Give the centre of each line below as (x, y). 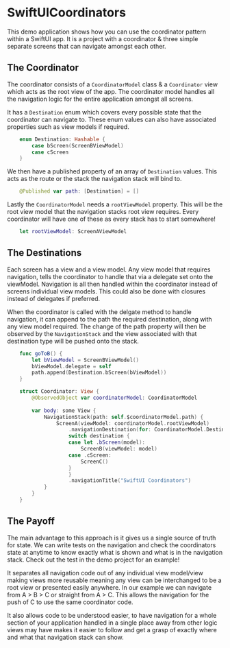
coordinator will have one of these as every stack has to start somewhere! (111, 219)
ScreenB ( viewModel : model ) (119, 449)
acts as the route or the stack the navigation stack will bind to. (94, 179)
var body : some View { (64, 410)
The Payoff (31, 521)
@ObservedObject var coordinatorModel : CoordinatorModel (114, 398)
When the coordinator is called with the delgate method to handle (99, 312)
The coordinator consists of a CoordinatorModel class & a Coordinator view (112, 84)
